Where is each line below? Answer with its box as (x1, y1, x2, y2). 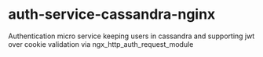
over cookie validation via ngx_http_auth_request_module (8, 39, 194, 48)
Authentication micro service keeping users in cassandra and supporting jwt (8, 31, 255, 41)
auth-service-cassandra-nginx (8, 5, 216, 23)
